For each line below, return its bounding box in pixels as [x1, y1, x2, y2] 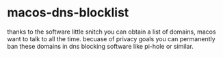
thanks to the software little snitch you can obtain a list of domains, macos [7, 27, 217, 36]
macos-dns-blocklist [7, 5, 129, 21]
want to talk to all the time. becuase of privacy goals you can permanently [7, 34, 215, 43]
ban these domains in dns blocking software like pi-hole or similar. [7, 42, 194, 50]
